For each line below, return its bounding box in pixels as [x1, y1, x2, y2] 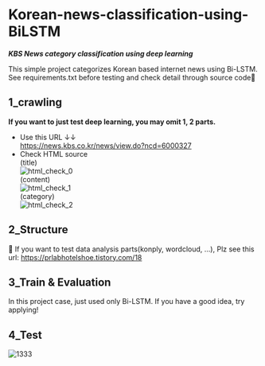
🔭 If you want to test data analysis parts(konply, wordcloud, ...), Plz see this [8, 244, 255, 254]
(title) [19, 158, 37, 167]
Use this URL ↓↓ [19, 132, 76, 142]
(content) [19, 174, 50, 184]
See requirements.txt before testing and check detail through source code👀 [8, 72, 256, 82]
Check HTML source [19, 149, 88, 158]
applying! [8, 305, 39, 315]
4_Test [8, 328, 42, 341]
